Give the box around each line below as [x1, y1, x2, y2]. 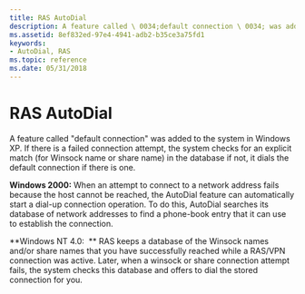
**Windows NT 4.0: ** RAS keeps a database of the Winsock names [9, 235, 270, 246]
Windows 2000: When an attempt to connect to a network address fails [9, 179, 280, 191]
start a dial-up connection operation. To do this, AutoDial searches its [9, 199, 270, 210]
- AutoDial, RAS [9, 47, 71, 56]
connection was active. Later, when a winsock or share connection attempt [9, 255, 290, 266]
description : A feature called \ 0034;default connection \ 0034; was [9, 22, 282, 31]
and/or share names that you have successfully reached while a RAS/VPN [9, 245, 286, 256]
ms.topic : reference [9, 55, 88, 64]
